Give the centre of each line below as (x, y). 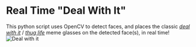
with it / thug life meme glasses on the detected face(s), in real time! (88, 32)
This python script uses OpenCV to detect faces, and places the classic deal (98, 26)
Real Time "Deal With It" (66, 11)
